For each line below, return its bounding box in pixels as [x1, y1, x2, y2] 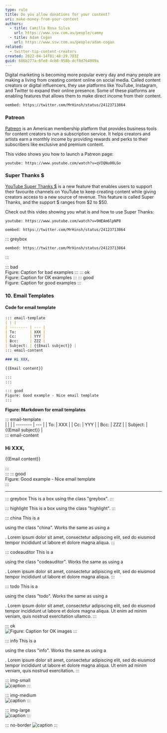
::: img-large [5, 707, 30, 713]
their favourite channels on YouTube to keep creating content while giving [5, 189, 157, 195]
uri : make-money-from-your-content [5, 16, 79, 21]
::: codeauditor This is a [5, 549, 54, 555]
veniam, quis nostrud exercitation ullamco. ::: [5, 613, 97, 620]
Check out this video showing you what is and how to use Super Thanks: [5, 209, 154, 214]
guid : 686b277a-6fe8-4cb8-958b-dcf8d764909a [5, 58, 99, 63]
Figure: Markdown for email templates [5, 407, 86, 413]
